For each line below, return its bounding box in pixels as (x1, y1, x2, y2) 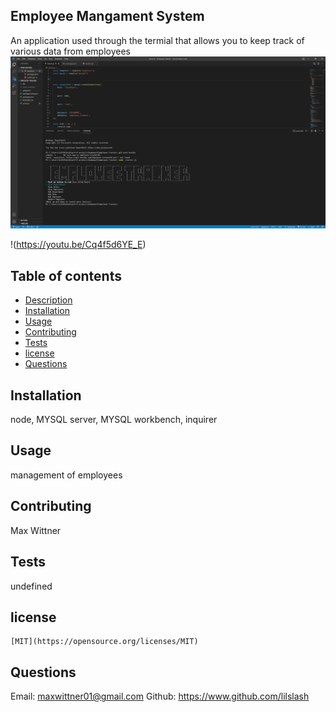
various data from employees (10, 45, 131, 57)
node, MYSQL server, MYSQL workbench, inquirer (10, 414, 218, 426)
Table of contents (10, 267, 122, 284)
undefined (10, 580, 53, 592)
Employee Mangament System (10, 8, 205, 25)
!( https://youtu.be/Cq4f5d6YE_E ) (10, 239, 147, 251)
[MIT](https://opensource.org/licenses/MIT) (10, 637, 199, 647)
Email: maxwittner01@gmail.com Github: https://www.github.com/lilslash (10, 690, 310, 703)
